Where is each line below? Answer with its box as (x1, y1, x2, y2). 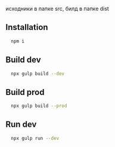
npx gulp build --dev (11, 71, 65, 76)
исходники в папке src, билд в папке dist (5, 5, 110, 12)
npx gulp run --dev (11, 135, 60, 141)
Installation (5, 22, 48, 32)
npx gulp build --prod (11, 103, 67, 109)
